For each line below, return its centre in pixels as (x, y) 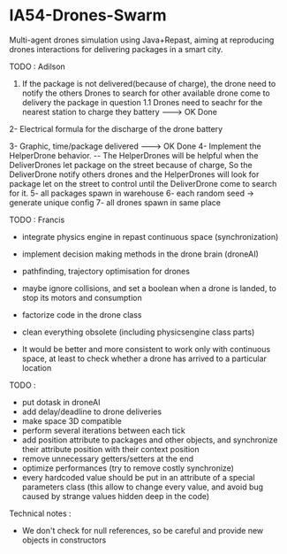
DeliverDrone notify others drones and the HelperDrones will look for (134, 174)
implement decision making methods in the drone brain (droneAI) (140, 254)
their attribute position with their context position (110, 449)
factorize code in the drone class (82, 314)
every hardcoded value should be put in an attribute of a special (138, 477)
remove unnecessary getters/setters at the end (108, 458)
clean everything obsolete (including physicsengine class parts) (138, 332)
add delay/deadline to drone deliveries (91, 412)
